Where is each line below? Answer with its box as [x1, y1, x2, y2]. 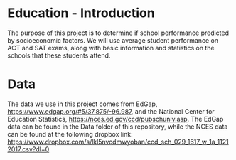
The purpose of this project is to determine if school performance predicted [7, 28, 230, 37]
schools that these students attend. [7, 51, 111, 60]
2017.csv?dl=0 [7, 144, 50, 154]
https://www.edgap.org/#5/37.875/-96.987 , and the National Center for [7, 107, 215, 115]
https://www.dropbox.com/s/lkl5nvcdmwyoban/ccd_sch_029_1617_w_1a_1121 [7, 137, 229, 146]
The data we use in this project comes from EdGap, [7, 100, 158, 108]
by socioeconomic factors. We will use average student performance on [7, 36, 219, 44]
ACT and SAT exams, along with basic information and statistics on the [7, 43, 215, 52]
